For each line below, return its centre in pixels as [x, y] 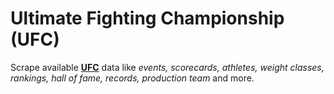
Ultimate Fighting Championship [147, 18]
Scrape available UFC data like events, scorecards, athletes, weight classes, [167, 67]
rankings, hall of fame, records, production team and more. [132, 78]
